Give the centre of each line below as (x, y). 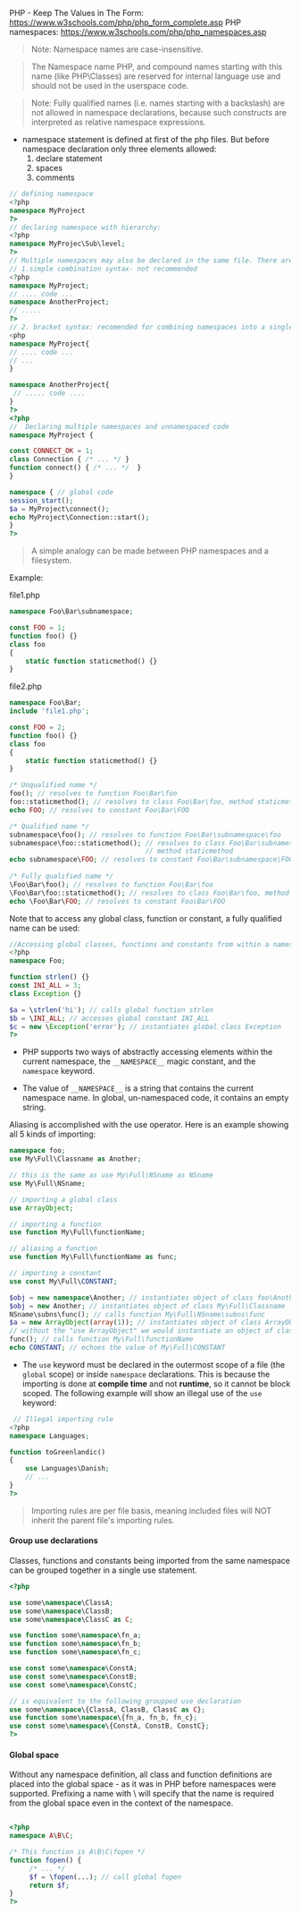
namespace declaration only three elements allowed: (119, 149)
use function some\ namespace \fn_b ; (75, 1644)
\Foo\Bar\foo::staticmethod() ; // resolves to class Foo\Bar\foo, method (150, 893)
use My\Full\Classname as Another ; (75, 1159)
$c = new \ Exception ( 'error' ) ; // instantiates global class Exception (145, 1026)
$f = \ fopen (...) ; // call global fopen (105, 1877)
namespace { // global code (62, 492)
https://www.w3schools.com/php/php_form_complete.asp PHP (125, 22)
